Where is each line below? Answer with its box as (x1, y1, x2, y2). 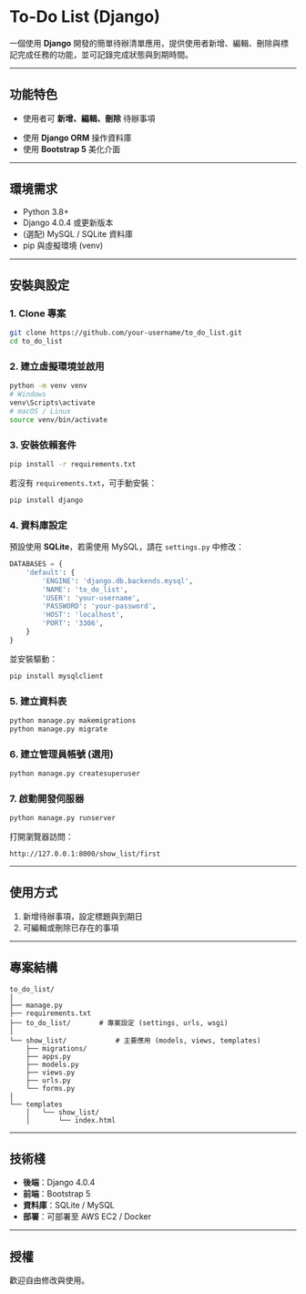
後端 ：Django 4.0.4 (22, 1177, 96, 1188)
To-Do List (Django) (9, 6, 161, 27)
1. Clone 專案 (9, 307, 66, 320)
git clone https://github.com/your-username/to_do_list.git (9, 328, 243, 338)
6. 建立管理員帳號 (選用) (9, 747, 114, 760)
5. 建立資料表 (9, 694, 67, 707)
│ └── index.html (25, 1115, 117, 1125)
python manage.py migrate (9, 724, 107, 734)
